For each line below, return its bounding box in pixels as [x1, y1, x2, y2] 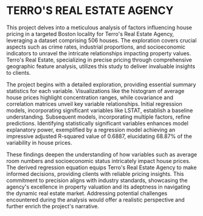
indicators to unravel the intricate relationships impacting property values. [6, 49, 191, 57]
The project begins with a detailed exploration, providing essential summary [6, 80, 196, 88]
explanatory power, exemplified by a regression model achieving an [6, 126, 176, 133]
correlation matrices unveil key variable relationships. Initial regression [6, 100, 182, 107]
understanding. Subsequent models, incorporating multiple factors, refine [6, 113, 190, 120]
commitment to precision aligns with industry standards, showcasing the [6, 176, 188, 184]
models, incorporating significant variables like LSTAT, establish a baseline [6, 106, 193, 114]
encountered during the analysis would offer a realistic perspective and [6, 196, 185, 203]
